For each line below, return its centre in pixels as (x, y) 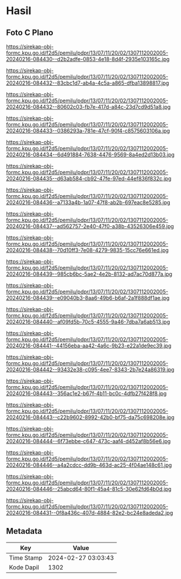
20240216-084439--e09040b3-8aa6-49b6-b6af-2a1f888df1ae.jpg (88, 298)
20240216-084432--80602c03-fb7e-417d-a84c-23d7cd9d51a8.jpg (88, 107)
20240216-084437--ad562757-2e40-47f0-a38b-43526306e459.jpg (90, 226)
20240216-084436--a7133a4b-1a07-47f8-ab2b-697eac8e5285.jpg (88, 202)
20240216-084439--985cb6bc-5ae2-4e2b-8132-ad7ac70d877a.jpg (89, 274)
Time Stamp (26, 558)
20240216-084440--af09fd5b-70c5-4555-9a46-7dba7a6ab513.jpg (88, 322)
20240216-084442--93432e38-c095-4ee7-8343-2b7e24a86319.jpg (90, 369)
